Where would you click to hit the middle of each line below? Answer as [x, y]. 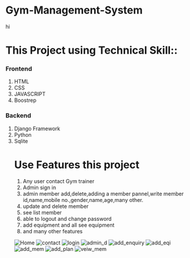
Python [23, 135]
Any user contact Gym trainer [59, 181]
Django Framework [37, 128]
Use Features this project [76, 165]
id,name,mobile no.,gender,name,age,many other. [83, 200]
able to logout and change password [67, 219]
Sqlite [21, 141]
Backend [19, 115]
